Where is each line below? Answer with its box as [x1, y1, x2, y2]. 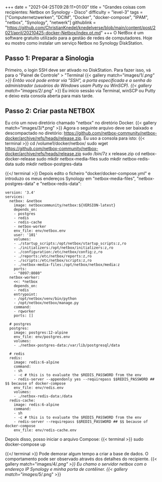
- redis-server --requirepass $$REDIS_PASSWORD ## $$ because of [14, 419, 148, 424]
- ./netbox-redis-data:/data [14, 394, 73, 399]
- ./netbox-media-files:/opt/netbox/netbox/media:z [14, 262, 120, 267]
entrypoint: [14, 292, 38, 297]
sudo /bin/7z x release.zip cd [82, 150, 140, 157]
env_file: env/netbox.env [14, 228, 66, 233]
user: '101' [14, 232, 38, 237]
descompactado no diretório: [5, 130, 63, 136]
